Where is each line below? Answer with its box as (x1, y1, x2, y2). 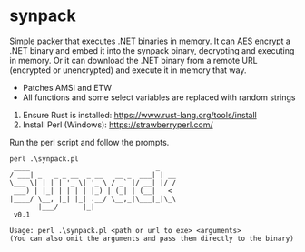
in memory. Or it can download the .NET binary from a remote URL (9, 55, 258, 66)
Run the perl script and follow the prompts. (9, 136, 170, 147)
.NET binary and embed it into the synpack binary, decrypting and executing (9, 45, 295, 55)
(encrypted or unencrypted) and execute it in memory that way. (9, 65, 247, 76)
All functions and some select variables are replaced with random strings (22, 92, 296, 103)
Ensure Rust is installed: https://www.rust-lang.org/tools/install (22, 109, 257, 120)
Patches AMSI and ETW (22, 82, 112, 93)
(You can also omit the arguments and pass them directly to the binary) (9, 234, 295, 243)
